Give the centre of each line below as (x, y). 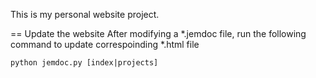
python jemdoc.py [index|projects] (84, 63)
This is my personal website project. (85, 14)
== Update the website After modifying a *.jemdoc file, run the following (158, 33)
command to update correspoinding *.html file (105, 44)
